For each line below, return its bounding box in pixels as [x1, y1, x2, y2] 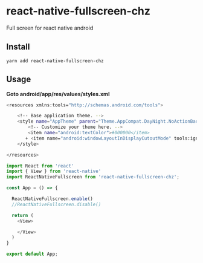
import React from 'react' [6, 163, 74, 169]
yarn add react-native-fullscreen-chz [6, 57, 104, 64]
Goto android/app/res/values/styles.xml [6, 90, 110, 97]
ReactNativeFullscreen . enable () [11, 196, 94, 202]
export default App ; [6, 251, 59, 258]
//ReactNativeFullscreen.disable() [11, 201, 101, 207]
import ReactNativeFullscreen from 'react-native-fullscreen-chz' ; [6, 174, 180, 180]
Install [6, 42, 30, 52]
